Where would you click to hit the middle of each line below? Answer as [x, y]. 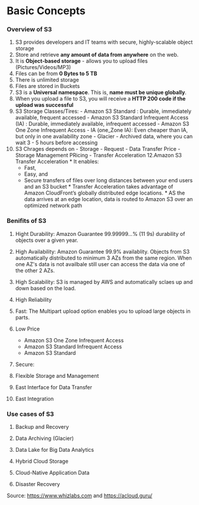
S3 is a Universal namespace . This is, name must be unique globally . [101, 92]
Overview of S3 [30, 30]
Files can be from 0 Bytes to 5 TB [56, 74]
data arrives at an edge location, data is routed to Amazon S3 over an [108, 199]
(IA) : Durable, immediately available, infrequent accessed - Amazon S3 [102, 124]
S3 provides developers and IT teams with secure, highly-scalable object [104, 42]
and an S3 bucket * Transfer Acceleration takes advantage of [99, 187]
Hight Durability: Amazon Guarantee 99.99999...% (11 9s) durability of [100, 234]
